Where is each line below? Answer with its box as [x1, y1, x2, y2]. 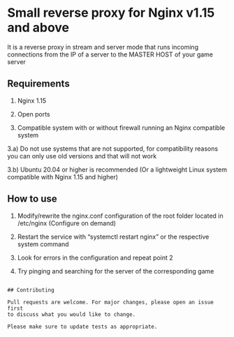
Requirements [7, 78, 70, 90]
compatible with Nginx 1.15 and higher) [7, 172, 119, 181]
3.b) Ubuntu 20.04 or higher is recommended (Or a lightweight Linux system [7, 165, 228, 174]
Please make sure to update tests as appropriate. [7, 323, 158, 330]
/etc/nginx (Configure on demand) [17, 218, 117, 227]
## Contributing [7, 286, 54, 294]
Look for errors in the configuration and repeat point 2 [17, 253, 173, 262]
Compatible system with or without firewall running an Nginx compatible [17, 123, 226, 132]
